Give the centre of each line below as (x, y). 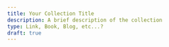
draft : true (24, 33)
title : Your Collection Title (51, 13)
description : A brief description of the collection (85, 20)
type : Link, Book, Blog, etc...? (55, 26)
